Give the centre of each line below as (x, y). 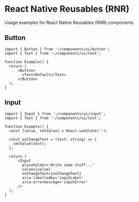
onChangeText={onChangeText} (52, 173)
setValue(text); (30, 143)
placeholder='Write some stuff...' (58, 165)
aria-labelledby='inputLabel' (53, 178)
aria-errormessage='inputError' (55, 182)
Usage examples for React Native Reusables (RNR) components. (70, 22)
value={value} (36, 169)
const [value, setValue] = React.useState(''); (58, 131)
